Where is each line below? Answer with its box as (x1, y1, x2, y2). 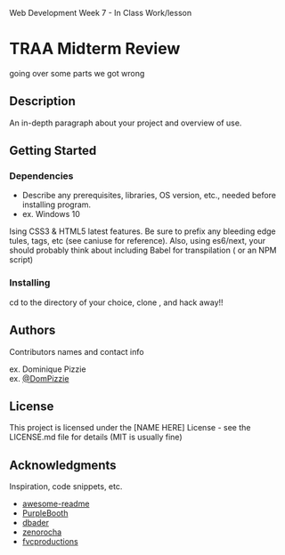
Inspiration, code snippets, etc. (9, 481, 123, 492)
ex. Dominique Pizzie (9, 364, 86, 374)
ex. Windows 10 (21, 209, 80, 220)
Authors (9, 323, 56, 338)
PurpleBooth (21, 508, 69, 519)
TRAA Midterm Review (9, 39, 181, 59)
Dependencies (9, 170, 74, 182)
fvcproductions (21, 536, 78, 547)
